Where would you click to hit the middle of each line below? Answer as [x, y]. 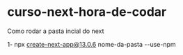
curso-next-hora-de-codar [87, 12]
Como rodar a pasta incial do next [56, 31]
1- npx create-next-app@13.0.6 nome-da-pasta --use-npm [91, 44]
